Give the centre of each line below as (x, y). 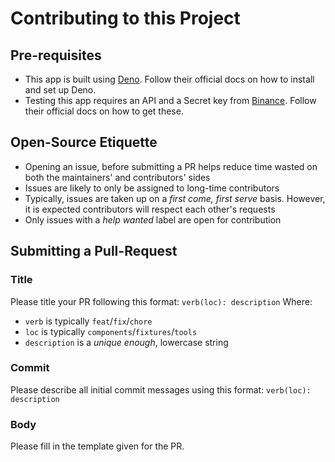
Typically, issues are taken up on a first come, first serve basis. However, (175, 198)
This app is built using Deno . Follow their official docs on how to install (169, 79)
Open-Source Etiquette (84, 142)
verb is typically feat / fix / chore (88, 321)
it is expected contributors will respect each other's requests (150, 209)
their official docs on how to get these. (104, 111)
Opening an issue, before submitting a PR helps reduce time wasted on (171, 166)
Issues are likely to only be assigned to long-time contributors (152, 188)
